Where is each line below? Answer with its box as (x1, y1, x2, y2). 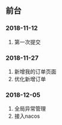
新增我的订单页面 (14, 68, 57, 75)
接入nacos (14, 112, 40, 120)
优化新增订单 (14, 75, 46, 83)
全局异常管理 (14, 105, 46, 112)
